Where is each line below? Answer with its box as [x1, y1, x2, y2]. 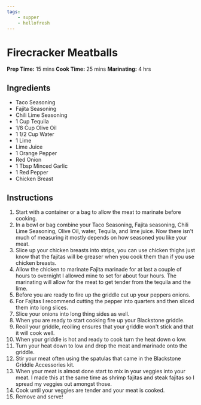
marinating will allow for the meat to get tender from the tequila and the [15, 278, 191, 285]
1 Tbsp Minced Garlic [15, 162, 68, 170]
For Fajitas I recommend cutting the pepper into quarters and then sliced [15, 297, 194, 304]
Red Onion [15, 156, 42, 164]
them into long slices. [15, 304, 68, 311]
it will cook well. [15, 329, 55, 336]
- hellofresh [17, 20, 50, 26]
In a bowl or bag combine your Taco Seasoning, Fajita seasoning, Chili [15, 221, 189, 228]
